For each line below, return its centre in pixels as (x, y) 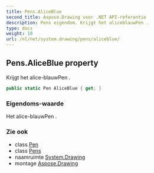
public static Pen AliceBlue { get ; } (54, 88)
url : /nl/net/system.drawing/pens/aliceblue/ (63, 39)
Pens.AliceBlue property (52, 63)
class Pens (28, 151)
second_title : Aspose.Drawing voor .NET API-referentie (76, 17)
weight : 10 (19, 34)
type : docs (19, 28)
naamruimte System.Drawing (50, 157)
